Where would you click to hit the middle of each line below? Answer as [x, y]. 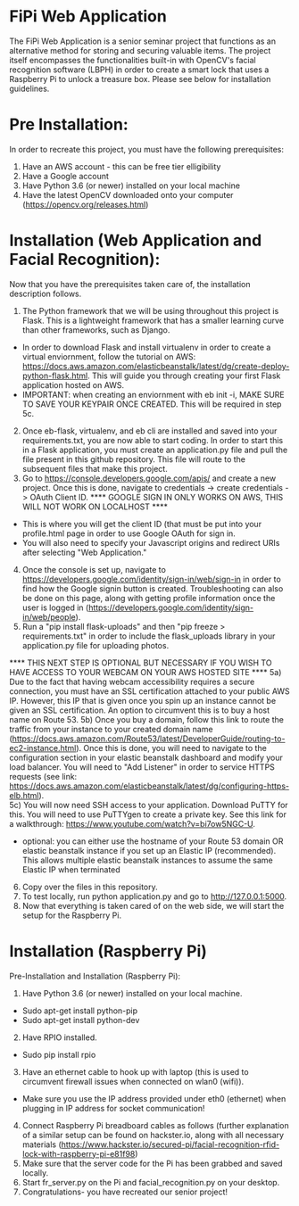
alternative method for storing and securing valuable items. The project [140, 50]
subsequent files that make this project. [95, 468]
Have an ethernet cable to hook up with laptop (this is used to [135, 1071]
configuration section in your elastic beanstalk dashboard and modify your [146, 757]
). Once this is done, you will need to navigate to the [171, 748]
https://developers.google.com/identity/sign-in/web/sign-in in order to [151, 579]
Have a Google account [66, 176]
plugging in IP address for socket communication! [113, 1108]
